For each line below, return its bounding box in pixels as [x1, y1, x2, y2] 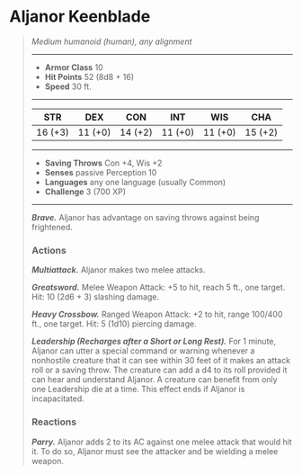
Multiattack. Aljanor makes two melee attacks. [31, 264, 206, 275]
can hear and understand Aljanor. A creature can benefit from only [31, 374, 278, 385]
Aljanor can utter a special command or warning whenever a [31, 345, 255, 356]
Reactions [31, 416, 77, 428]
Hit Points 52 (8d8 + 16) [44, 71, 135, 82]
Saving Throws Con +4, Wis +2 [44, 157, 163, 168]
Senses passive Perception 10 [44, 166, 157, 177]
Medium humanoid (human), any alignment [31, 36, 192, 47]
